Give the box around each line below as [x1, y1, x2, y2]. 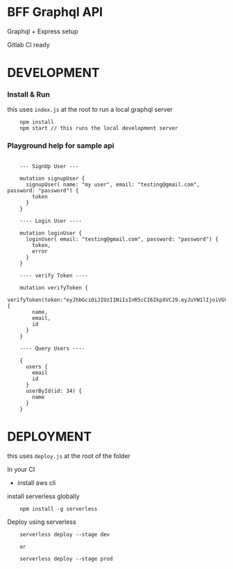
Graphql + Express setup [7, 27, 78, 35]
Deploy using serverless [7, 518, 76, 526]
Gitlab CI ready [7, 40, 50, 49]
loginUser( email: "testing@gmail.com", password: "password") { [25, 235, 218, 243]
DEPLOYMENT [7, 428, 92, 444]
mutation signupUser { [19, 175, 85, 182]
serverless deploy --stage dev [19, 531, 110, 538]
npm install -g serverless [19, 505, 98, 512]
